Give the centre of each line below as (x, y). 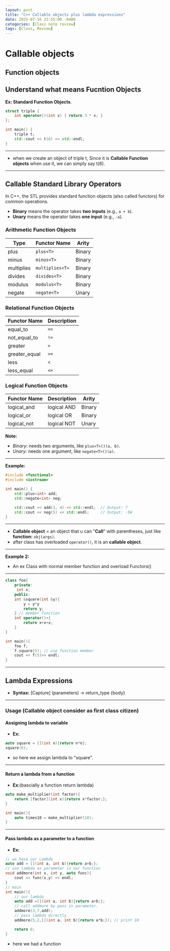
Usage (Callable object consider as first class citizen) (72, 710)
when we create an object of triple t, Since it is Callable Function (80, 158)
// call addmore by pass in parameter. (56, 906)
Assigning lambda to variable (37, 723)
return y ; (34, 609)
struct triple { (22, 111)
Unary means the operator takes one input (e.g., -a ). (68, 217)
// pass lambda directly (40, 916)
